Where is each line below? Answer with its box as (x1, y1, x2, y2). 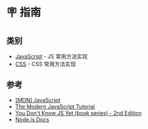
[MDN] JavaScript (15, 96, 61, 103)
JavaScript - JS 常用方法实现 (15, 53, 88, 60)
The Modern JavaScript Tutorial (15, 103, 96, 110)
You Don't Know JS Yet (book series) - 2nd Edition (15, 109, 142, 116)
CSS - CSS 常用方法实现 (15, 60, 76, 68)
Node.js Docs (15, 116, 50, 123)
